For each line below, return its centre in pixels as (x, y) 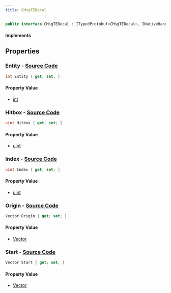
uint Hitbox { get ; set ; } (34, 123)
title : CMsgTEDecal (26, 10)
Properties (22, 51)
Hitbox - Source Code (33, 112)
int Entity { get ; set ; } (33, 76)
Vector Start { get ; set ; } (35, 262)
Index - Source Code (31, 159)
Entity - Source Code (32, 66)
